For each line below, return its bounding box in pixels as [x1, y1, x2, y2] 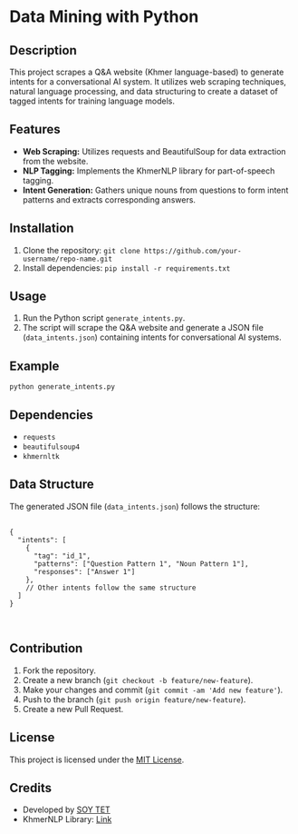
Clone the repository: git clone [22, 244, 140, 255]
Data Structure [9, 477, 95, 492]
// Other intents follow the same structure [25, 583, 197, 592]
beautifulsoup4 [22, 442, 81, 452]
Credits [9, 779, 53, 796]
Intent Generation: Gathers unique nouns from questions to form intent [22, 184, 289, 195]
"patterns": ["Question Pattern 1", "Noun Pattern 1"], [33, 559, 249, 569]
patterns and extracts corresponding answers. [22, 194, 197, 205]
